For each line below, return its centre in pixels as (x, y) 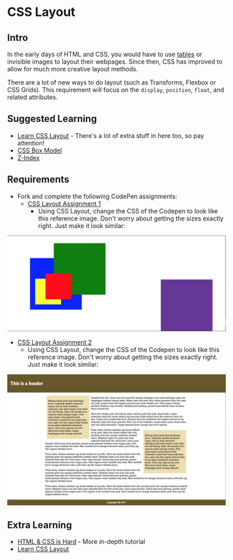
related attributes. (33, 97)
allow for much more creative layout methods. (73, 69)
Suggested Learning (52, 119)
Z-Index (28, 157)
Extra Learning (40, 525)
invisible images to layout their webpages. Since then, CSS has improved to (115, 62)
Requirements (38, 180)
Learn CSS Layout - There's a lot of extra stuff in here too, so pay (111, 135)
